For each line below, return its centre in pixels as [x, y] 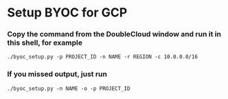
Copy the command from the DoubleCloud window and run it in [114, 34]
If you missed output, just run [57, 74]
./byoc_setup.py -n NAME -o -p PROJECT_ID [69, 88]
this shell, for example [45, 43]
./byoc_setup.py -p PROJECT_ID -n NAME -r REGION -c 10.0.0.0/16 [102, 57]
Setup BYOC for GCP [67, 13]
